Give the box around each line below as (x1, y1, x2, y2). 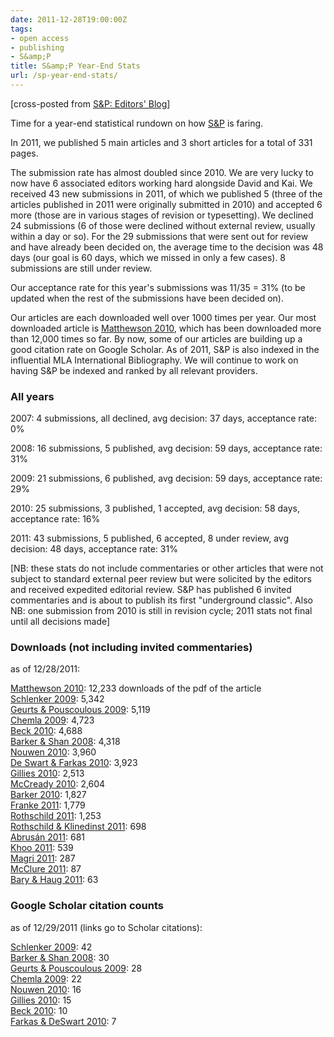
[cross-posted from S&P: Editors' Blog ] (10, 97, 171, 110)
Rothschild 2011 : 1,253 (10, 810, 102, 822)
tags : (10, 24, 33, 34)
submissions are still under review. (10, 262, 153, 274)
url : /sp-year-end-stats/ (10, 71, 118, 81)
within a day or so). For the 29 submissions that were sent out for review (10, 230, 309, 242)
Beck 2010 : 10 (10, 1004, 68, 1016)
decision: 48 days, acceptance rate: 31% (10, 543, 178, 555)
